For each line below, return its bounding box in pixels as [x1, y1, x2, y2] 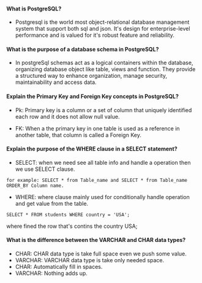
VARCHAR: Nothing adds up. [15, 270, 88, 277]
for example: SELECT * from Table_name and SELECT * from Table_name [6, 177, 188, 183]
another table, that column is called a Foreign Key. [15, 131, 142, 138]
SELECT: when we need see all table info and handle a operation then [15, 159, 191, 166]
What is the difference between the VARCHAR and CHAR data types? [6, 236, 186, 244]
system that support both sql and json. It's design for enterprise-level [15, 25, 190, 32]
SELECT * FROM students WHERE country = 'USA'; [6, 211, 130, 217]
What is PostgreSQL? [6, 5, 62, 12]
